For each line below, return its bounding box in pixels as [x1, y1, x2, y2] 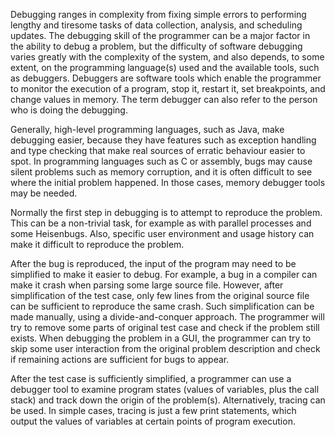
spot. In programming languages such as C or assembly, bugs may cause [10, 155, 313, 167]
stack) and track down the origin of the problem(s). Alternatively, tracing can [10, 394, 326, 406]
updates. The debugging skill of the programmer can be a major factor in [10, 30, 311, 41]
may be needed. [10, 187, 78, 199]
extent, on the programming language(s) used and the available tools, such [10, 62, 320, 73]
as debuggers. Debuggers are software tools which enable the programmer [10, 72, 322, 84]
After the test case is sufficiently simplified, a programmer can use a [10, 373, 292, 384]
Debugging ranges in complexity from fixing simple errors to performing [10, 9, 307, 20]
